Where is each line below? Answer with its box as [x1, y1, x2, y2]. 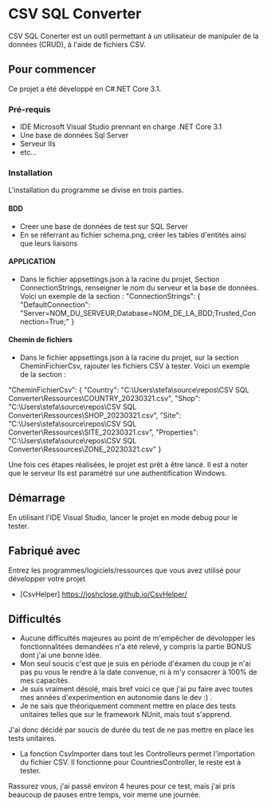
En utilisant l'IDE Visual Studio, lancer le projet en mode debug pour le [8, 512, 238, 522]
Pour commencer [8, 63, 96, 77]
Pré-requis [8, 104, 51, 115]
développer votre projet [8, 573, 86, 583]
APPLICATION [8, 257, 56, 266]
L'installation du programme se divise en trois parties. [8, 185, 184, 195]
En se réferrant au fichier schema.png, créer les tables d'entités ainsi [19, 230, 247, 239]
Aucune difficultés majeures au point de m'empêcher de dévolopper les [19, 633, 256, 643]
